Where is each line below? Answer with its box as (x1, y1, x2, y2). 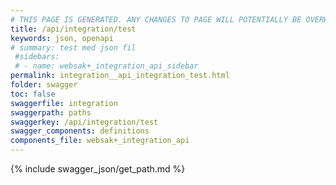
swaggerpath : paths (10, 107, 92, 118)
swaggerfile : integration (10, 98, 118, 108)
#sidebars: (14, 52, 60, 62)
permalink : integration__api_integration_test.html (10, 71, 230, 81)
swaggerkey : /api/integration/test (10, 117, 159, 127)
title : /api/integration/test (10, 24, 137, 34)
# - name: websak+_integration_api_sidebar (14, 61, 199, 71)
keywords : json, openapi (10, 33, 114, 43)
